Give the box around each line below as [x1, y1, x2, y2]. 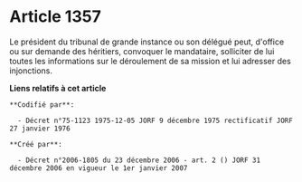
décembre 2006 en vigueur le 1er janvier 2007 [9, 163, 188, 173]
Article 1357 [9, 6, 101, 27]
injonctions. [9, 65, 52, 76]
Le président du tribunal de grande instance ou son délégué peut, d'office [9, 36, 285, 47]
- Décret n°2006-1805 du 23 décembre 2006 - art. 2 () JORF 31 [17, 156, 260, 165]
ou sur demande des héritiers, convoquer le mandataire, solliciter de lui [9, 45, 275, 56]
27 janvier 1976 [9, 124, 71, 133]
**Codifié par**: [9, 100, 75, 110]
